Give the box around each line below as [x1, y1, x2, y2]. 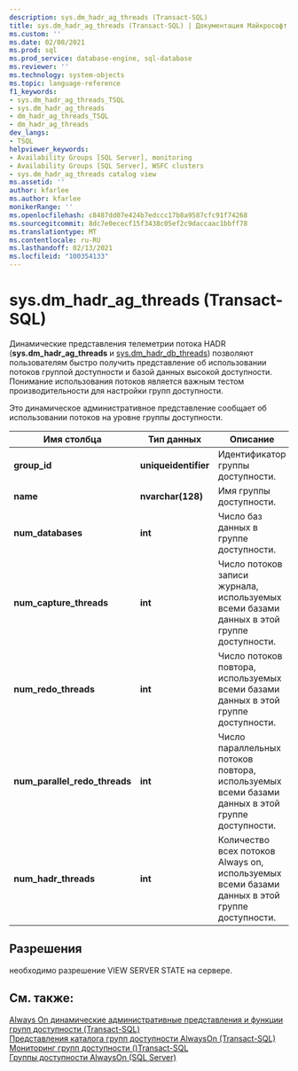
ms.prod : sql [9, 46, 58, 55]
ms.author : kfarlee [9, 194, 82, 204]
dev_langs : [9, 129, 50, 137]
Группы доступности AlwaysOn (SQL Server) [9, 1051, 177, 1062]
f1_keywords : [9, 87, 58, 96]
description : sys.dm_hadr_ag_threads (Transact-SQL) [9, 12, 208, 22]
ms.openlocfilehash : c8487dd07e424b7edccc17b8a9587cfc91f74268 [9, 210, 248, 220]
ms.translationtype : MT [9, 227, 98, 236]
